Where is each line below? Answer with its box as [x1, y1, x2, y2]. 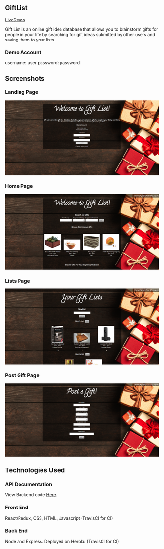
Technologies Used [5, 466, 65, 474]
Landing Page [5, 89, 39, 96]
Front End [5, 504, 29, 511]
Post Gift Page [5, 372, 40, 379]
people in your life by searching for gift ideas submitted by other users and [5, 31, 155, 37]
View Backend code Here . [5, 492, 58, 498]
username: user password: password [5, 60, 80, 66]
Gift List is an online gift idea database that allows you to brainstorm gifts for [5, 26, 159, 32]
